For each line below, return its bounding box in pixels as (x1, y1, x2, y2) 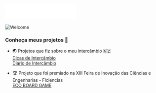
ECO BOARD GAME (12, 83, 52, 89)
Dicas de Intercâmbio (12, 55, 56, 61)
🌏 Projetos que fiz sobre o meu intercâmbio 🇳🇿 (12, 48, 111, 54)
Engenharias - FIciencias (12, 77, 63, 83)
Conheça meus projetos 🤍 (5, 36, 68, 43)
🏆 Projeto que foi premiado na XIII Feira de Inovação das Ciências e (12, 70, 152, 76)
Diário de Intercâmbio (12, 61, 57, 66)
